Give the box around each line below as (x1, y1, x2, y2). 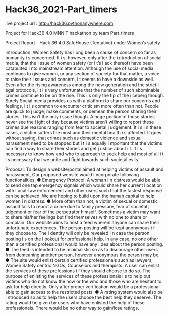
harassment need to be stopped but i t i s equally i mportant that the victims (5, 140, 162, 146)
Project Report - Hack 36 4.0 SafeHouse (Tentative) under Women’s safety (5, 39, 160, 46)
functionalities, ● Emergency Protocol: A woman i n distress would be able (5, 177, 160, 183)
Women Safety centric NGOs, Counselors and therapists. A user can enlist (5, 262, 160, 268)
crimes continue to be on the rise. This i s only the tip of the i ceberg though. (5, 92, 164, 98)
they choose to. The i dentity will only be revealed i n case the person (5, 230, 150, 236)
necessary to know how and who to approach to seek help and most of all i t (5, 151, 164, 157)
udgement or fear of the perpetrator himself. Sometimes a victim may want (5, 209, 160, 215)
